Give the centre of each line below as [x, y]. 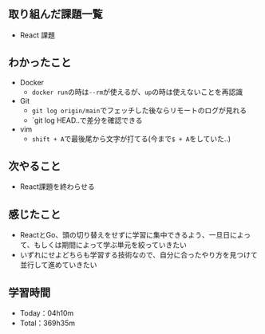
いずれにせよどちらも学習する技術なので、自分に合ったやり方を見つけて [138, 255]
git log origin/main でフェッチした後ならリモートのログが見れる [139, 110]
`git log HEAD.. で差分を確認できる [87, 120]
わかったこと [40, 63]
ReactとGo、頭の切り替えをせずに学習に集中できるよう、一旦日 [125, 235]
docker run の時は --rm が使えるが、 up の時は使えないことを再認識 [137, 92]
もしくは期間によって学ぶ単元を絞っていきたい [111, 245]
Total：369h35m [47, 323]
